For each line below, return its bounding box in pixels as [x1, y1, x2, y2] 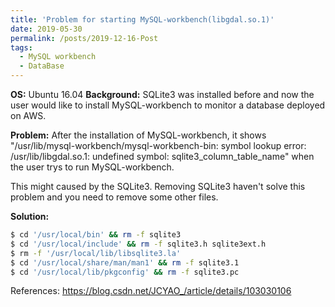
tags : [10, 42, 33, 53]
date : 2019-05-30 [10, 24, 83, 34]
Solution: [10, 211, 50, 222]
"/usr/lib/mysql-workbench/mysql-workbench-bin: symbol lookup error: [10, 140, 307, 151]
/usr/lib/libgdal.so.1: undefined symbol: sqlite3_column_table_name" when [10, 151, 315, 162]
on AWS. [10, 110, 47, 121]
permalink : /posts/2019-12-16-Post [10, 33, 159, 43]
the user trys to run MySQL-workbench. [10, 161, 175, 173]
